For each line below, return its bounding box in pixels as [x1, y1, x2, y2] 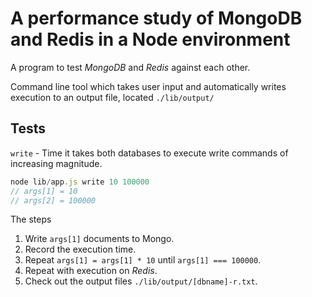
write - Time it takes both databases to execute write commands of [10, 147, 289, 159]
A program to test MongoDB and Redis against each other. [10, 61, 251, 73]
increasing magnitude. [10, 157, 103, 169]
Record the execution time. [24, 243, 137, 256]
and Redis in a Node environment [10, 28, 291, 51]
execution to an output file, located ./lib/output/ [10, 91, 215, 103]
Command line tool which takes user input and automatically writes [10, 80, 287, 92]
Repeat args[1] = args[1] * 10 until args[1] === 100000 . [24, 254, 262, 266]
